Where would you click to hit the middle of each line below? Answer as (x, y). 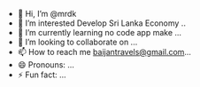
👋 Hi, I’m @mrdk (47, 14)
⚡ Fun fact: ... (42, 75)
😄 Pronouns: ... (46, 65)
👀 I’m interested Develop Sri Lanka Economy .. (101, 23)
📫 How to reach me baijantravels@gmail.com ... (104, 52)
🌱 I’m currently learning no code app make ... (100, 32)
